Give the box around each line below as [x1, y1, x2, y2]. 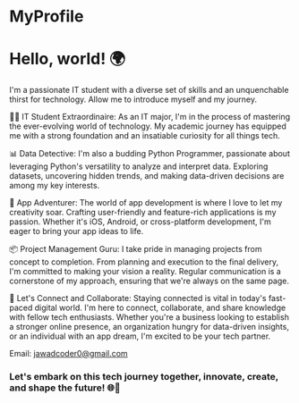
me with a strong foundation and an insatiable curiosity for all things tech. [9, 130, 280, 141]
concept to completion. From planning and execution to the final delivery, [9, 256, 279, 267]
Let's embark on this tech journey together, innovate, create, [9, 371, 279, 383]
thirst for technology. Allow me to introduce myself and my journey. [9, 94, 258, 105]
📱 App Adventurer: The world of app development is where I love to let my [9, 197, 283, 208]
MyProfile [9, 6, 84, 27]
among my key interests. [9, 181, 100, 191]
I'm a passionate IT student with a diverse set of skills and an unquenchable [9, 85, 289, 96]
